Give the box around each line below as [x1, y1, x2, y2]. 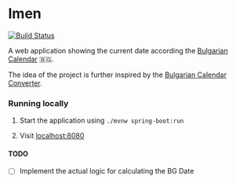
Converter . [8, 78, 42, 87]
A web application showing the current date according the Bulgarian [8, 46, 229, 55]
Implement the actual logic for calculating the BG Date [19, 167, 194, 176]
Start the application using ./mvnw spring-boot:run [19, 115, 184, 126]
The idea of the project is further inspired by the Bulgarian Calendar [8, 70, 227, 79]
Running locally [8, 97, 69, 108]
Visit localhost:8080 [19, 131, 85, 141]
